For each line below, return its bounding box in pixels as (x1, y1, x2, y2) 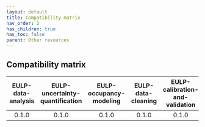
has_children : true (6, 26, 56, 32)
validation (165, 100, 196, 109)
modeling (92, 97, 121, 105)
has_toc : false (6, 32, 45, 38)
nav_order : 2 (6, 20, 40, 26)
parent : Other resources (6, 37, 70, 43)
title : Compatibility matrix (6, 15, 81, 21)
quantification (40, 97, 82, 105)
